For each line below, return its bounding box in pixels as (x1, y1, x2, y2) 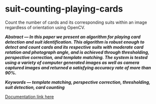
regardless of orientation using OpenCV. (5, 24, 85, 30)
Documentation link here (5, 93, 54, 100)
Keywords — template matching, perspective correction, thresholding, (5, 79, 151, 85)
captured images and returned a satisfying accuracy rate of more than (5, 64, 151, 71)
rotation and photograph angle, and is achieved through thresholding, (5, 49, 149, 55)
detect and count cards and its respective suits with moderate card (5, 44, 144, 50)
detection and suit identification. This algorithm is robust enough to (5, 39, 144, 45)
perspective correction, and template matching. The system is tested (5, 54, 148, 60)
